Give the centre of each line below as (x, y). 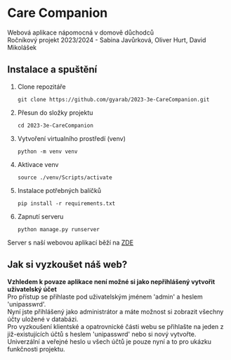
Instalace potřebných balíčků (59, 190)
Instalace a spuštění (52, 69)
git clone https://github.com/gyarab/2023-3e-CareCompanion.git (113, 99)
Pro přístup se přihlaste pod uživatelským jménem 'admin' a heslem (105, 297)
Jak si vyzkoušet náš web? (67, 265)
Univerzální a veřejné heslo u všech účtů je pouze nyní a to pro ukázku (110, 341)
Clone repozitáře (41, 87)
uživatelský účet (32, 289)
